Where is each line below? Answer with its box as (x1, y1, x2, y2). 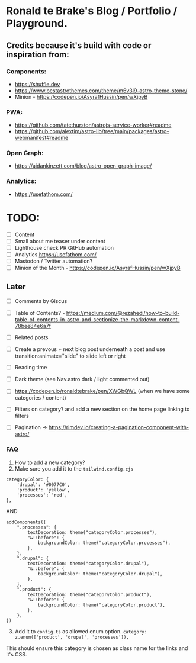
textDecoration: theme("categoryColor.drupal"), (27, 561, 150, 567)
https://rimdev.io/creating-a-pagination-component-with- (48, 424, 189, 431)
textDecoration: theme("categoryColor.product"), (27, 591, 152, 597)
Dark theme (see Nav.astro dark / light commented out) (14, 376, 150, 383)
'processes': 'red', (17, 492, 68, 498)
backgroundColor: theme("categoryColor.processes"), (37, 540, 171, 546)
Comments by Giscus (14, 297, 68, 304)
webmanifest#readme (14, 134, 69, 141)
